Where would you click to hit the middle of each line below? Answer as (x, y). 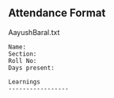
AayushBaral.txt (34, 32)
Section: (23, 54)
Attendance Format (57, 13)
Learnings (25, 82)
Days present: (32, 68)
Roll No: (23, 61)
